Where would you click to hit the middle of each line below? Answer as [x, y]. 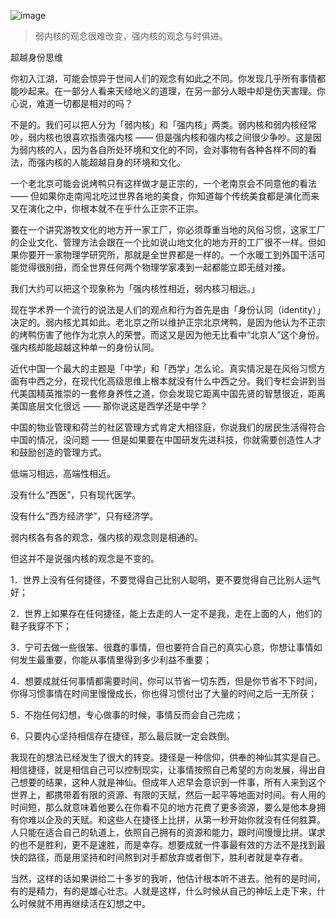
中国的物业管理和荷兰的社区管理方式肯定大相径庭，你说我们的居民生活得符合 [168, 427]
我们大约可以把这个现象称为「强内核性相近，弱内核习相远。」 [135, 288]
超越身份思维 [36, 57]
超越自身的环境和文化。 [137, 162]
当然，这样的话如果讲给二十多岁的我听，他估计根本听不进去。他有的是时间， [168, 878]
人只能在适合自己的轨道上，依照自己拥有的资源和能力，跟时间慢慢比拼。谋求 [168, 832]
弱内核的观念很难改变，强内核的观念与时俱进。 [131, 36]
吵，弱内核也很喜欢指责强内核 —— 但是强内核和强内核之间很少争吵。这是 [161, 137]
